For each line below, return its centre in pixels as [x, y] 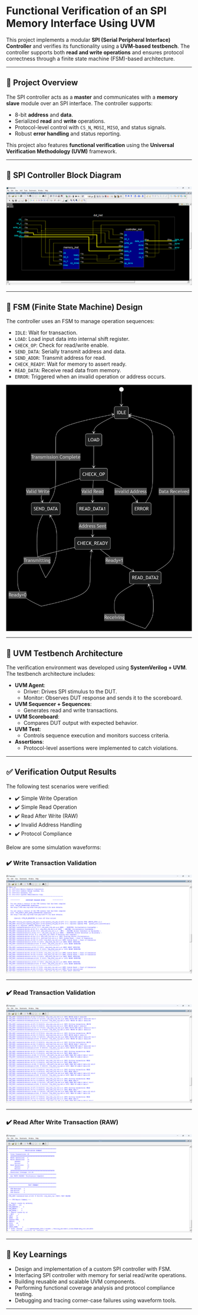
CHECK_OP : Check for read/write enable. [62, 345]
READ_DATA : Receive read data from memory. [68, 370]
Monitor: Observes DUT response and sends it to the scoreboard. [103, 698]
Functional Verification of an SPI [86, 11]
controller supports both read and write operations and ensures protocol [95, 52]
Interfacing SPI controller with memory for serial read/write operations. [100, 1275]
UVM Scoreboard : [37, 717]
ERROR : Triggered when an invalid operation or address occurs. [90, 377]
